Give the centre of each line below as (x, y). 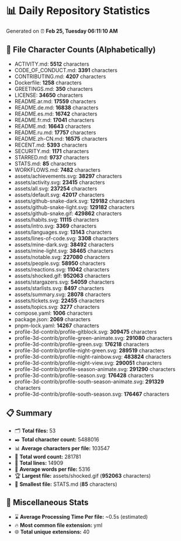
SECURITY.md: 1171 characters (52, 151)
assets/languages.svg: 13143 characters (63, 232)
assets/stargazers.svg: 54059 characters (65, 282)
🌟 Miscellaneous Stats (47, 502)
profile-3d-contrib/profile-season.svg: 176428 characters (84, 375)
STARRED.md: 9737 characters (52, 157)
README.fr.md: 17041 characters (54, 120)
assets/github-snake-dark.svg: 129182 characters (75, 201)
